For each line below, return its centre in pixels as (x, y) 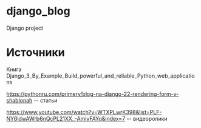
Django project (25, 28)
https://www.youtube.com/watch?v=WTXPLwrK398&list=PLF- (84, 112)
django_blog (39, 11)
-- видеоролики (147, 118)
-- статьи (46, 100)
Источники (36, 52)
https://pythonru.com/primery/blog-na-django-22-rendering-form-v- (93, 94)
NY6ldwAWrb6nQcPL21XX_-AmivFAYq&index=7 (66, 118)
